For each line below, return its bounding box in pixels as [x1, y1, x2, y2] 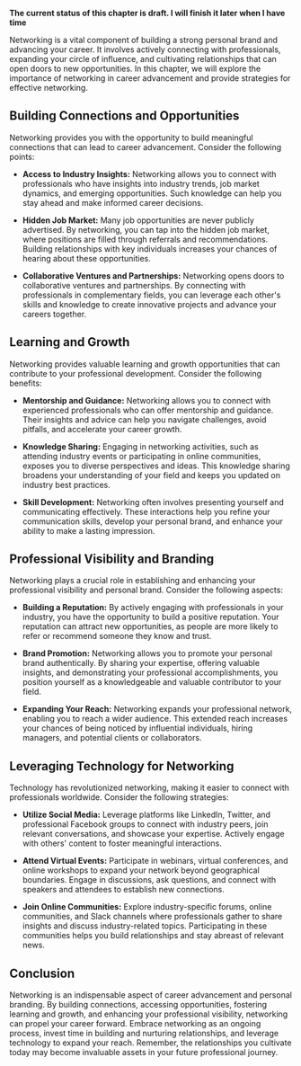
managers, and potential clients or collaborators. [22, 733, 202, 743]
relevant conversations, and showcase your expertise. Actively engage [22, 829, 285, 839]
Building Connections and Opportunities [9, 108, 240, 124]
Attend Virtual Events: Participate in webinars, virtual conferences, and [22, 856, 289, 866]
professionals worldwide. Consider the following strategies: [9, 792, 229, 803]
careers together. [22, 308, 87, 319]
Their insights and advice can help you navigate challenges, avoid [22, 413, 267, 425]
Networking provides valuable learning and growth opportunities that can [9, 359, 280, 369]
